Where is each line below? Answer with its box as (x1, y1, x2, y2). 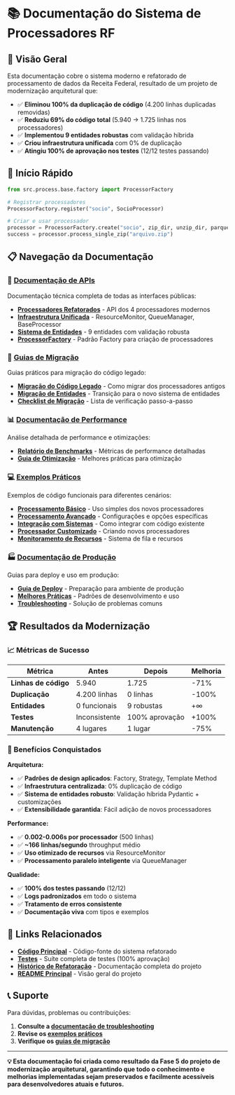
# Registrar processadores (7, 198, 86, 205)
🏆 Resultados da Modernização (7, 620, 150, 632)
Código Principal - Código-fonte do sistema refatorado (17, 947, 177, 955)
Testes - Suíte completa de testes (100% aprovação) (17, 954, 170, 963)
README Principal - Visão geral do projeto (17, 969, 142, 978)
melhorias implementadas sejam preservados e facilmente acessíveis (7, 1072, 215, 1080)
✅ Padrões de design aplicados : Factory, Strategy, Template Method (17, 774, 218, 782)
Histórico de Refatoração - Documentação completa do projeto (17, 962, 201, 970)
